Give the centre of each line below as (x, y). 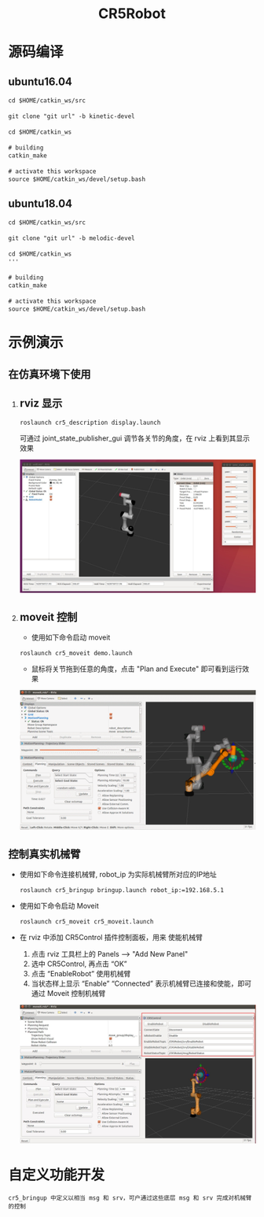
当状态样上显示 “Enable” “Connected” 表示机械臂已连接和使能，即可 (141, 983)
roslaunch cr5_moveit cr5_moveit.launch (86, 922)
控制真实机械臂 (44, 854)
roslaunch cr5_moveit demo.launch (76, 654)
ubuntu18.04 (40, 203)
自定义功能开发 (57, 1175)
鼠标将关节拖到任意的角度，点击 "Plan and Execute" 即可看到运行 (137, 669)
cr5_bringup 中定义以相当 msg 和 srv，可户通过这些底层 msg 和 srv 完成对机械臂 (130, 1198)
